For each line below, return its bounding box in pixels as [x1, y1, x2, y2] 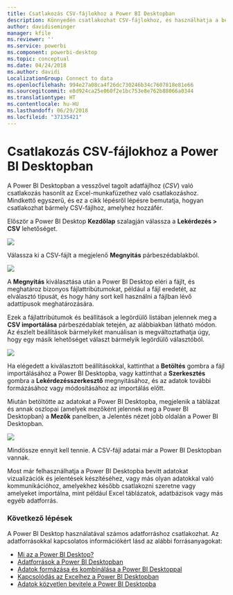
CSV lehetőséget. [7, 224, 58, 233]
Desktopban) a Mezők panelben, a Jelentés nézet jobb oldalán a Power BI [7, 411, 218, 421]
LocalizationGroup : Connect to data [7, 74, 113, 82]
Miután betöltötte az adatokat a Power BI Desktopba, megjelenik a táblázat [7, 397, 221, 405]
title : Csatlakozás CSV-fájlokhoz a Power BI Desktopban [7, 10, 175, 17]
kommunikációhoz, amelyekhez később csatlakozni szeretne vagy [7, 481, 196, 490]
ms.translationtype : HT [7, 95, 76, 101]
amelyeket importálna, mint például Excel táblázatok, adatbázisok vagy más [7, 489, 223, 497]
